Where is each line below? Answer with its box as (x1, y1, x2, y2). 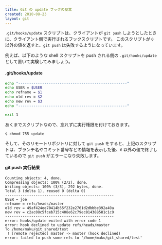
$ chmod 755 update (5, 131, 45, 136)
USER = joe (5, 197, 27, 202)
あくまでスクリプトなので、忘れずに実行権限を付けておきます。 (5, 122, 132, 127)
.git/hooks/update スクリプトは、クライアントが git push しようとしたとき (5, 30, 157, 36)
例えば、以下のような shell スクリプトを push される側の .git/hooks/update (5, 52, 157, 58)
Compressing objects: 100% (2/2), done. (5, 180, 89, 185)
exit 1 (5, 112, 18, 117)
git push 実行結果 (5, 165, 40, 171)
